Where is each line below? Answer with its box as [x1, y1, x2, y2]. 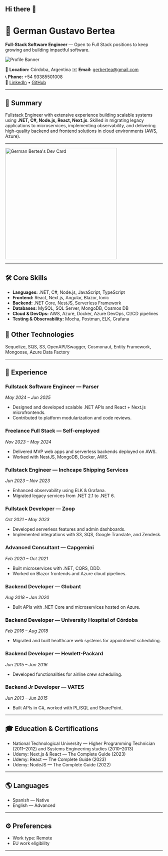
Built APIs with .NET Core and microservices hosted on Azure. [12, 604, 140, 610]
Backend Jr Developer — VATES [5, 684, 84, 691]
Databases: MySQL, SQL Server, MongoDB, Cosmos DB [12, 305, 129, 311]
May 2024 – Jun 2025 [5, 394, 51, 400]
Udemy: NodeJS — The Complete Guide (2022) [12, 761, 111, 767]
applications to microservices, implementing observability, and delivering [5, 123, 156, 129]
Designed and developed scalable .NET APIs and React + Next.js [12, 404, 146, 410]
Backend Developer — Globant [5, 583, 81, 590]
